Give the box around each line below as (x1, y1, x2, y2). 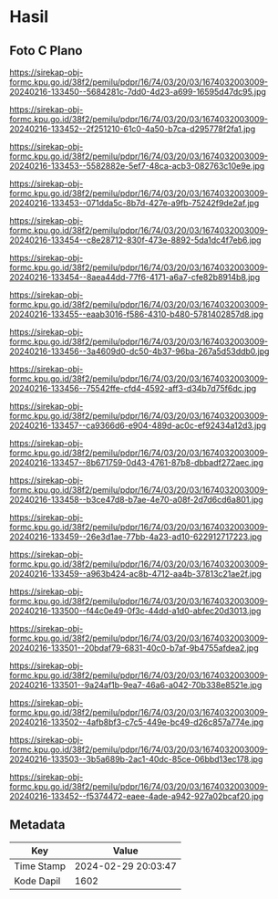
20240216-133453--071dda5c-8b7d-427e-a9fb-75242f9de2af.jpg (9, 198, 260, 208)
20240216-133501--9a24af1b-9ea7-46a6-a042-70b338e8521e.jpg (9, 680, 263, 690)
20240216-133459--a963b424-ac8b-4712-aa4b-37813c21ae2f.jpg (9, 569, 263, 579)
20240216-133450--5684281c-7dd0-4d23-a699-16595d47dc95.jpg (9, 87, 267, 97)
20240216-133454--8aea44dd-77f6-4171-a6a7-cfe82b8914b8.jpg (9, 272, 261, 282)
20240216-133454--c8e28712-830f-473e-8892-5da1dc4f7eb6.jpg (9, 235, 262, 246)
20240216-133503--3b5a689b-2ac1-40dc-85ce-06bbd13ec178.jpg (9, 754, 263, 764)
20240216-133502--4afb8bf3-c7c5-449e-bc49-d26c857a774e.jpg (9, 716, 264, 727)
